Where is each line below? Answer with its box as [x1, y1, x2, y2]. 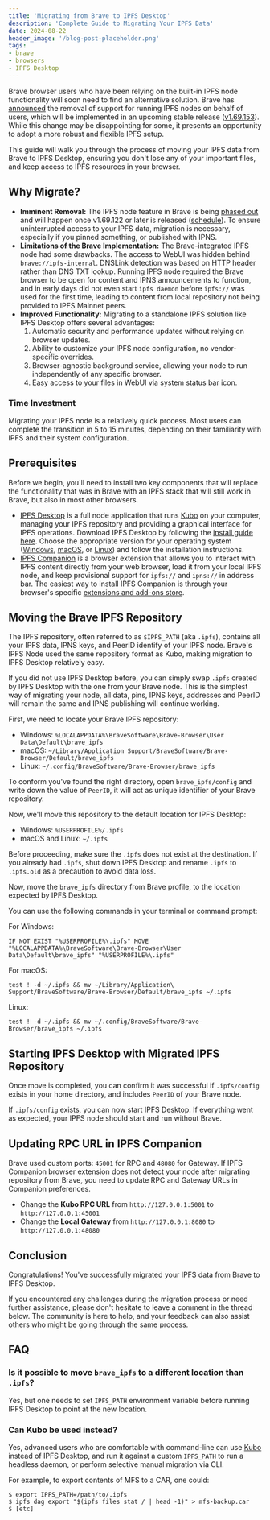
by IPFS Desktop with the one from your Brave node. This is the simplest [8, 682, 248, 692]
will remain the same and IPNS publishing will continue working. [8, 699, 219, 708]
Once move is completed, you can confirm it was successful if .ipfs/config [8, 1080, 260, 1091]
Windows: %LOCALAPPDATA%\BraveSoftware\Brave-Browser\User [19, 730, 225, 740]
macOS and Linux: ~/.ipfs [19, 834, 108, 844]
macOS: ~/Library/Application [19, 746, 125, 755]
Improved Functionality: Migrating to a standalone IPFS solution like [19, 309, 247, 319]
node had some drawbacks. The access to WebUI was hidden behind [19, 249, 251, 258]
